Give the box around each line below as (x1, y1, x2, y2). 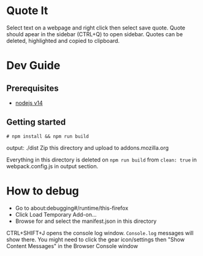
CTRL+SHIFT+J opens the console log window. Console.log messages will (6, 229, 194, 236)
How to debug (6, 184, 80, 198)
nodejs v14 (15, 99, 43, 106)
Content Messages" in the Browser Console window (6, 242, 138, 249)
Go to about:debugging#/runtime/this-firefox (15, 204, 129, 212)
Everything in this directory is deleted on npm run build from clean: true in (6, 156, 197, 163)
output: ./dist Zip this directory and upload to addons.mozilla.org (6, 144, 169, 151)
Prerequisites (6, 83, 59, 93)
